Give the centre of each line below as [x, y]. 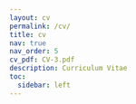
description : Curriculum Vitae [68, 69]
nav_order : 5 [34, 52]
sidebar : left [44, 85]
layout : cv [30, 18]
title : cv [28, 34]
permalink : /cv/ [40, 26]
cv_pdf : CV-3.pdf [42, 60]
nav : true [28, 43]
